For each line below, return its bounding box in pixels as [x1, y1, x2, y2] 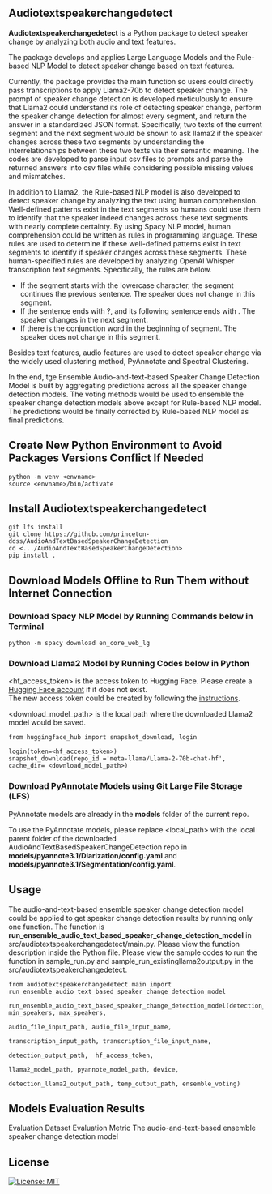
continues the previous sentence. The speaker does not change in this [19, 289, 256, 298]
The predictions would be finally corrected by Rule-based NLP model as [8, 406, 249, 416]
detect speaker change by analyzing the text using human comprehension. [8, 195, 258, 205]
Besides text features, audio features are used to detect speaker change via [8, 348, 261, 357]
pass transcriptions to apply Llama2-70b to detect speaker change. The [8, 85, 249, 95]
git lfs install [8, 523, 63, 532]
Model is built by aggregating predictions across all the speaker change [8, 380, 247, 390]
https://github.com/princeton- [44, 530, 151, 538]
